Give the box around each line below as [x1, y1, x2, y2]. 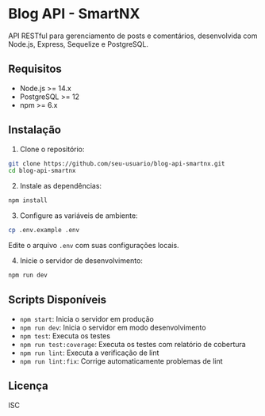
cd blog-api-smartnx [8, 167, 77, 175]
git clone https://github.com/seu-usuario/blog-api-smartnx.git [8, 159, 225, 167]
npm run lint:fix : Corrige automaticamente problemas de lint [19, 356, 224, 365]
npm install [8, 197, 48, 204]
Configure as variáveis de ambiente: [19, 211, 138, 220]
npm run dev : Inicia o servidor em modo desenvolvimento [19, 322, 206, 332]
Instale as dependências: [19, 181, 102, 191]
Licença [8, 380, 49, 393]
